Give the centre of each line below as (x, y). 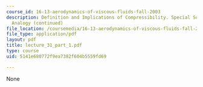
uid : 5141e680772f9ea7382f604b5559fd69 (56, 56)
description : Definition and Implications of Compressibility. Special (98, 17)
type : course (23, 51)
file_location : (25, 28)
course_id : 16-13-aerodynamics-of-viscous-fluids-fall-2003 (84, 12)
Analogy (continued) (37, 23)
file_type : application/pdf (42, 34)
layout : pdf (21, 40)
